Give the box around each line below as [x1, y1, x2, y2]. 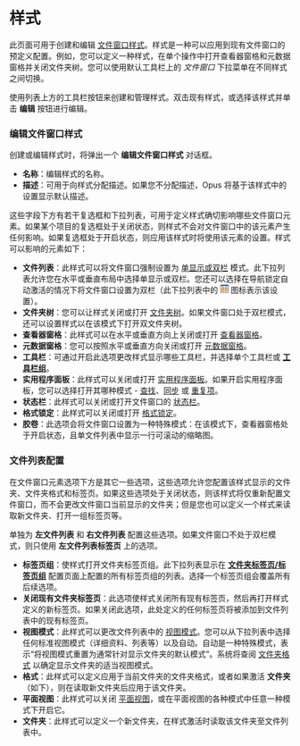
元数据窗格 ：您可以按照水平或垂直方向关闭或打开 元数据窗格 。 [21, 340, 252, 351]
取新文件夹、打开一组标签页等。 [9, 510, 127, 521]
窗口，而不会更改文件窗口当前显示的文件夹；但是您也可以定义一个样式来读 [16, 499, 291, 509]
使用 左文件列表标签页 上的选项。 [39, 540, 162, 550]
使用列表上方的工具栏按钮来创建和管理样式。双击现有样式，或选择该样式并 [9, 91, 283, 103]
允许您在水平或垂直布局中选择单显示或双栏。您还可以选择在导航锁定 [29, 273, 281, 284]
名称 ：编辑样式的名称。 [21, 169, 109, 180]
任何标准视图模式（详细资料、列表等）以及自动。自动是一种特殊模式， [21, 637, 281, 648]
